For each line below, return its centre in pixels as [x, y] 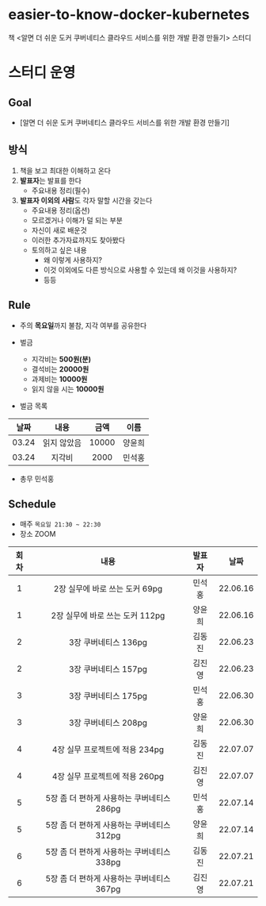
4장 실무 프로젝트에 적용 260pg [108, 777]
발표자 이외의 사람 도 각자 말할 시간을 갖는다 [86, 200]
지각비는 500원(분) [61, 359]
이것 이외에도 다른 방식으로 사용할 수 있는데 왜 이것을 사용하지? [140, 270]
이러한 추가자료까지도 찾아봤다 [78, 240]
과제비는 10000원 [59, 379]
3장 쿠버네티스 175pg [108, 696]
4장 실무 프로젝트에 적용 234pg [108, 750]
